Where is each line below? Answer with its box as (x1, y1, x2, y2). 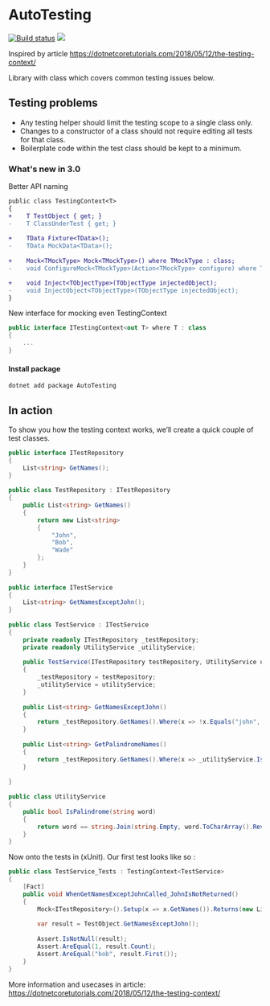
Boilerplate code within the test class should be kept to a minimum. (19, 143, 243, 153)
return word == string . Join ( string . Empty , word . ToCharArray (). (37, 823, 253, 831)
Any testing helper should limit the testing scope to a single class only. (19, 117, 253, 127)
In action (8, 404, 53, 417)
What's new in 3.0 (8, 163, 81, 175)
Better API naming (8, 182, 68, 191)
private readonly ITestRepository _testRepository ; (22, 635, 199, 644)
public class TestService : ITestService (8, 621, 149, 629)
